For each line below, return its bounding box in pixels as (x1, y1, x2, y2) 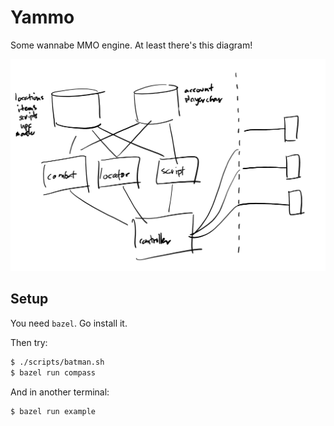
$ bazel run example (10, 406, 97, 416)
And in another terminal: (10, 386, 110, 398)
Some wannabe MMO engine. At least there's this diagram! (10, 39, 253, 51)
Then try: (10, 336, 48, 348)
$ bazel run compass (10, 367, 97, 378)
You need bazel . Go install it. (10, 317, 128, 329)
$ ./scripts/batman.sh (10, 357, 105, 367)
